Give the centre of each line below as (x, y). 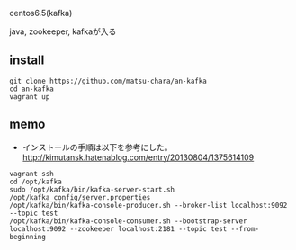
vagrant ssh (31, 174)
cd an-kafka (31, 89)
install (27, 61)
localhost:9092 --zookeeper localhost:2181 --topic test (118, 228)
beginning (28, 237)
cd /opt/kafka (36, 182)
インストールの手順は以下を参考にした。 (97, 147)
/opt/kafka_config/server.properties (80, 197)
